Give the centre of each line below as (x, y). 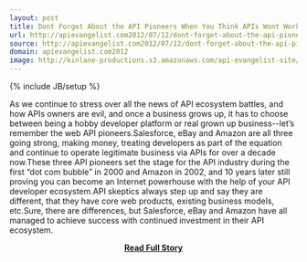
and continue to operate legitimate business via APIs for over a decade (143, 152)
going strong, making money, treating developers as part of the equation (146, 143)
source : (24, 43)
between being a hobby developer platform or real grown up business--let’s (152, 123)
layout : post (34, 18)
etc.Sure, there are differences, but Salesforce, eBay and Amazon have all (148, 210)
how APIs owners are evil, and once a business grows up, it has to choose (149, 114)
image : (22, 60)
